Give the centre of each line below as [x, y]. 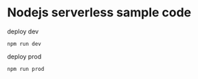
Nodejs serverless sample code [99, 13]
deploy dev [23, 31]
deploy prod [24, 57]
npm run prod [26, 69]
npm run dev [24, 44]
